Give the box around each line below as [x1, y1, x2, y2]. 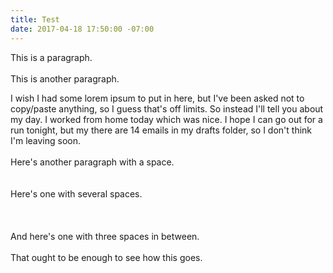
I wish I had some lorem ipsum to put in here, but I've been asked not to [10, 92, 305, 104]
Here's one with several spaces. [10, 187, 143, 200]
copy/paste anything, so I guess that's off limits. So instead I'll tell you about [10, 102, 324, 115]
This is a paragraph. [10, 51, 93, 63]
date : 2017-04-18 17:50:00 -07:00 [10, 24, 155, 34]
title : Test [10, 14, 60, 25]
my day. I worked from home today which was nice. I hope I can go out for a [10, 113, 323, 125]
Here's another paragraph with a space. [10, 156, 175, 168]
